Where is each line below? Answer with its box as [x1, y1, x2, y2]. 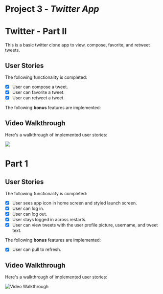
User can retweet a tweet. [12, 95, 65, 101]
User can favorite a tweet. [12, 90, 65, 95]
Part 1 [5, 158, 28, 169]
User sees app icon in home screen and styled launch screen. [12, 200, 137, 206]
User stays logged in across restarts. [12, 217, 87, 223]
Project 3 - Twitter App [5, 3, 99, 15]
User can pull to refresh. [12, 247, 61, 252]
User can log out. [12, 211, 47, 217]
